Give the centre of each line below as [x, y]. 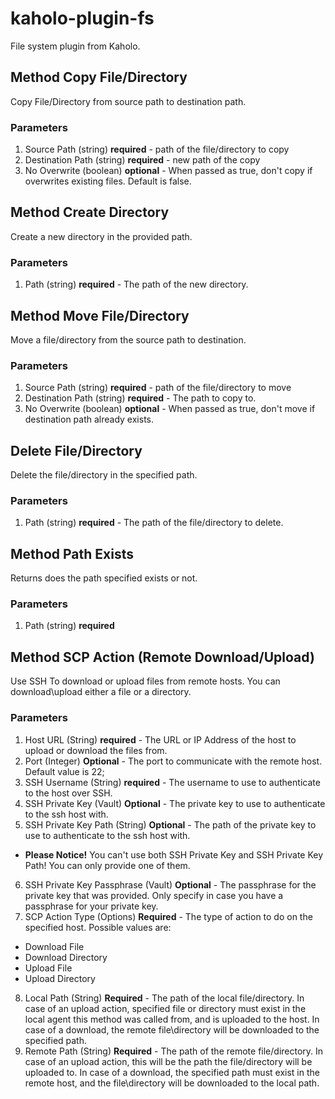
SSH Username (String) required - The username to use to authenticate [172, 782]
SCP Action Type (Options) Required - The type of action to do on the [168, 916]
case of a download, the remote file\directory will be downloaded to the [172, 1029]
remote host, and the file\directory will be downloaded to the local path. [172, 1083]
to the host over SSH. [68, 793]
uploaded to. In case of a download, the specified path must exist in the [172, 1072]
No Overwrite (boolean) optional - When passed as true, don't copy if [168, 171]
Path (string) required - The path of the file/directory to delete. [154, 523]
